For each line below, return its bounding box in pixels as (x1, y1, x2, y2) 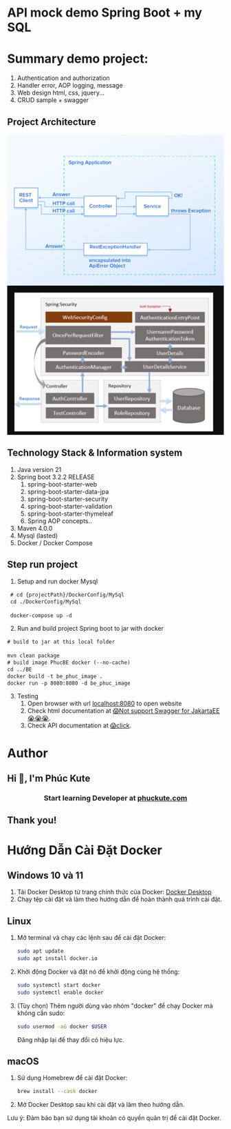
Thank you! (7, 814, 57, 826)
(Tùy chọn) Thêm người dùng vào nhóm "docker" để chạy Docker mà (16, 1001, 213, 1010)
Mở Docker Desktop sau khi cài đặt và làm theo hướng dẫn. (16, 1101, 185, 1109)
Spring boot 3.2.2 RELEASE (16, 473, 95, 481)
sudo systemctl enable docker (16, 989, 104, 996)
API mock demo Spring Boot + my (7, 5, 203, 21)
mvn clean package (7, 652, 60, 659)
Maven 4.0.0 (16, 524, 53, 532)
